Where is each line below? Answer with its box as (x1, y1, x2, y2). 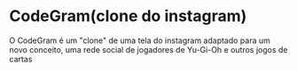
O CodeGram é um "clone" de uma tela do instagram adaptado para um (9, 35, 270, 46)
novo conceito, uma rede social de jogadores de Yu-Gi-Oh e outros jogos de (9, 44, 288, 54)
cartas (9, 53, 33, 64)
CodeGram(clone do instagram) (9, 6, 247, 26)
